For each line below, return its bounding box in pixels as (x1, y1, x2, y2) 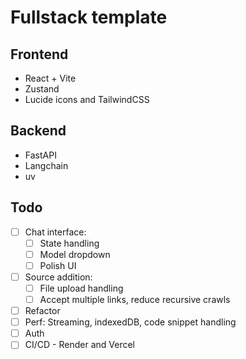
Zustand (24, 83, 60, 95)
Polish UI (39, 259, 77, 271)
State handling (39, 237, 100, 249)
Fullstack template (10, 6, 168, 29)
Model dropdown (39, 248, 111, 260)
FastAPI (24, 149, 57, 161)
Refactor (24, 305, 61, 317)
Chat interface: (24, 226, 87, 238)
